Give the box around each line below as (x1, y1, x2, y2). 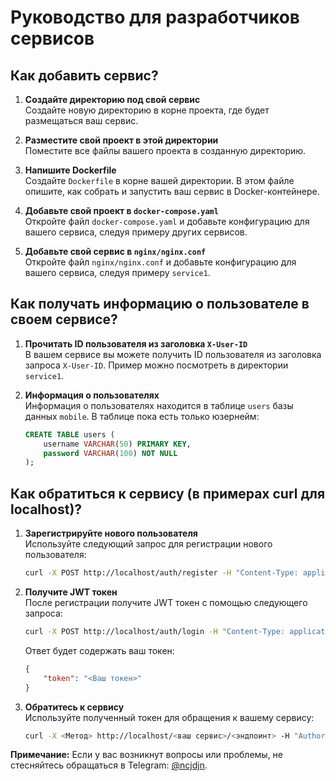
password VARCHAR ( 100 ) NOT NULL (43, 448, 178, 458)
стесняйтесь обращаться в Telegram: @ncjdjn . (10, 759, 208, 771)
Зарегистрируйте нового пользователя (24, 527, 198, 540)
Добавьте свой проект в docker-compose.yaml (24, 205, 219, 216)
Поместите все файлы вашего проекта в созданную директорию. (24, 145, 307, 156)
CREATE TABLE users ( (24, 429, 115, 440)
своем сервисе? (10, 311, 118, 328)
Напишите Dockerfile (24, 164, 117, 176)
